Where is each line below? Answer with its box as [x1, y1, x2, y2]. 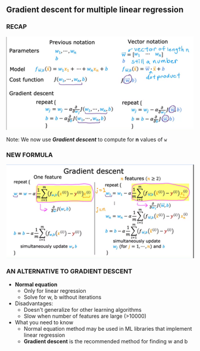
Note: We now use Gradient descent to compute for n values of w [6, 136, 167, 143]
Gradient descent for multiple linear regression [6, 5, 184, 15]
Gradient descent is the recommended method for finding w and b [23, 337, 188, 344]
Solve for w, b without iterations [23, 293, 102, 300]
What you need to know [14, 318, 73, 326]
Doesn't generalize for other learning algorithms [23, 306, 142, 313]
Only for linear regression [23, 287, 86, 294]
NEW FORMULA [6, 151, 53, 159]
